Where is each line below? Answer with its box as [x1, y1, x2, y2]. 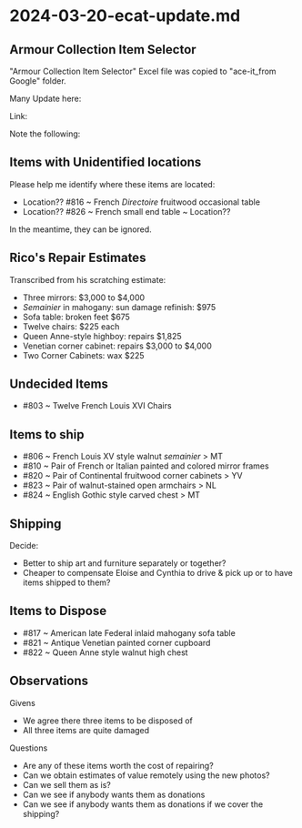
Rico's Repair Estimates [9, 250, 146, 266]
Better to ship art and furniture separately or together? [22, 558, 226, 569]
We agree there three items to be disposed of [22, 715, 194, 726]
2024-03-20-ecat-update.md [9, 5, 241, 26]
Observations [9, 673, 89, 689]
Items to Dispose [9, 603, 107, 619]
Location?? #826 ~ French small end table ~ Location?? [22, 206, 231, 217]
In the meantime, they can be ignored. [9, 224, 152, 235]
